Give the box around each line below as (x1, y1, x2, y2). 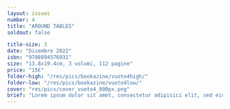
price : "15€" (7, 66, 44, 74)
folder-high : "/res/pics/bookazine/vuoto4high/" (7, 73, 149, 80)
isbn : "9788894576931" (7, 54, 72, 61)
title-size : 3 (7, 42, 48, 48)
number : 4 (7, 16, 36, 23)
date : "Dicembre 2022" (7, 48, 72, 54)
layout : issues (7, 10, 51, 17)
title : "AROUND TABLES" (7, 22, 75, 29)
